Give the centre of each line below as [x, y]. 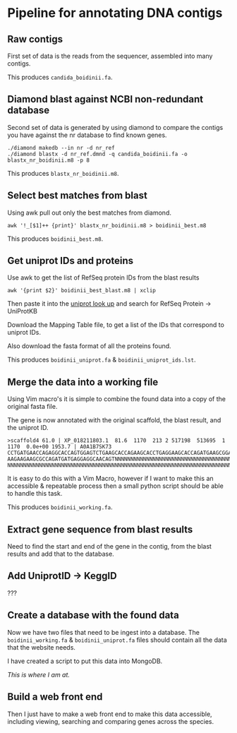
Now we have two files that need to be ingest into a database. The [103, 632]
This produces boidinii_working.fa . [60, 507]
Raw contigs [35, 39]
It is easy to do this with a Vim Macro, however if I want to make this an [110, 479]
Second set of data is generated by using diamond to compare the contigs [115, 127]
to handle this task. [35, 494]
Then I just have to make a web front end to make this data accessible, [110, 714]
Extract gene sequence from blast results [100, 529]
